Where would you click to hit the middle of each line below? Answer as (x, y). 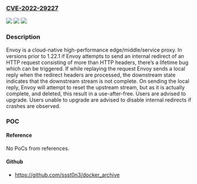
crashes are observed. (33, 106)
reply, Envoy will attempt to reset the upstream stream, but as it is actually (96, 87)
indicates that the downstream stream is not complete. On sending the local (98, 81)
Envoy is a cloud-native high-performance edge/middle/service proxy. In (94, 50)
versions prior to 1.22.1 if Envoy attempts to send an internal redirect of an (95, 56)
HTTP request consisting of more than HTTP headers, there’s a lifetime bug (97, 62)
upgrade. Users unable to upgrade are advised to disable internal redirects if (99, 100)
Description (23, 37)
